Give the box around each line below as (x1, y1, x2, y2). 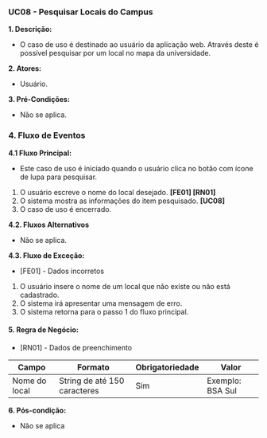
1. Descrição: (8, 25, 52, 34)
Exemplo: (206, 375, 242, 386)
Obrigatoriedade (135, 362, 199, 373)
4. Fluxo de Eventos (8, 130, 86, 141)
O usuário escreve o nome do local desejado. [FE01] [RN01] (19, 187, 216, 197)
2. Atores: (8, 64, 42, 73)
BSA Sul (206, 385, 237, 396)
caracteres (59, 385, 99, 396)
